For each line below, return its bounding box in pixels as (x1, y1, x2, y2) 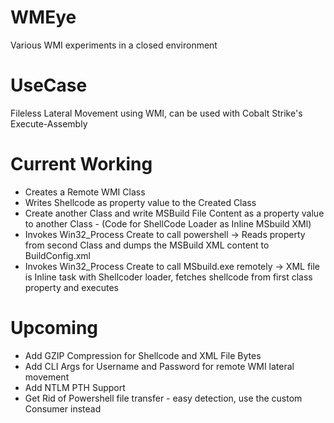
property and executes (24, 281, 119, 293)
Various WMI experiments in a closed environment (10, 39, 218, 51)
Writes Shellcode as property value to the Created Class (24, 196, 257, 208)
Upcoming (10, 317, 99, 339)
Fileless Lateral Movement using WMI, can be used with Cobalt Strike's (10, 107, 303, 119)
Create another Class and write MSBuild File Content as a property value (24, 207, 325, 219)
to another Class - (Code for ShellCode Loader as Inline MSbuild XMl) (24, 217, 312, 230)
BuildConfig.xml (24, 249, 91, 261)
